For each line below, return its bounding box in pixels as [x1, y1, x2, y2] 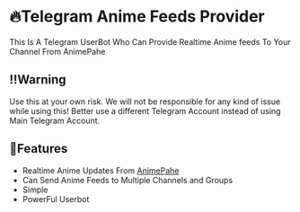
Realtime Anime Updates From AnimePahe [22, 164, 180, 176]
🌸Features [9, 141, 68, 156]
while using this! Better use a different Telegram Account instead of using [9, 105, 281, 116]
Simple [22, 184, 49, 195]
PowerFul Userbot [22, 193, 90, 204]
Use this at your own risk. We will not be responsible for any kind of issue [9, 96, 281, 107]
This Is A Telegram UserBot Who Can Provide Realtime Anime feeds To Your [9, 36, 291, 47]
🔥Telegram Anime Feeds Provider [9, 6, 265, 27]
